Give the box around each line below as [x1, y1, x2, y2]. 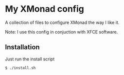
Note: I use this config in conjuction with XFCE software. [5, 29, 118, 35]
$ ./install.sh [5, 65, 36, 70]
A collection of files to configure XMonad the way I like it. [5, 19, 120, 25]
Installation [5, 43, 40, 52]
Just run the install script [5, 56, 55, 62]
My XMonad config [5, 3, 84, 15]
